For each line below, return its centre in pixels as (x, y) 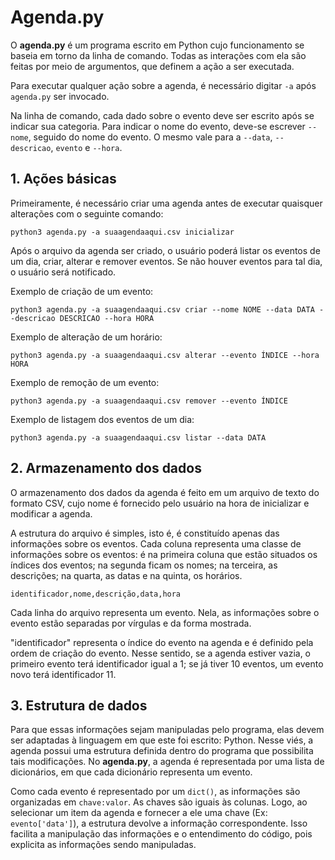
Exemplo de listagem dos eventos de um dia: (102, 419)
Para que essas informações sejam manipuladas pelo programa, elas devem (167, 730)
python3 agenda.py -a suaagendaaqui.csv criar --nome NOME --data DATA (162, 309)
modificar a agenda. (51, 513)
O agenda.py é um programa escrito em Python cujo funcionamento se (157, 45)
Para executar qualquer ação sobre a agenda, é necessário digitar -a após (163, 85)
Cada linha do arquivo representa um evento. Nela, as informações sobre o (165, 612)
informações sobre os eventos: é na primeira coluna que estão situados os (164, 554)
